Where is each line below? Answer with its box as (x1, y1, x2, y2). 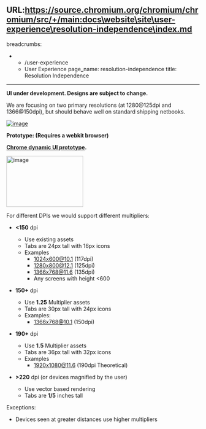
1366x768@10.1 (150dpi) (33, 318, 95, 325)
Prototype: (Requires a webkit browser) (6, 131, 109, 139)
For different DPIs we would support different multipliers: (6, 212, 150, 219)
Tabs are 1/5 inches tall (24, 392, 83, 399)
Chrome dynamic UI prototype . (6, 144, 87, 151)
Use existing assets (24, 236, 74, 243)
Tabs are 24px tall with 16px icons (24, 242, 110, 249)
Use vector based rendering (24, 385, 96, 392)
